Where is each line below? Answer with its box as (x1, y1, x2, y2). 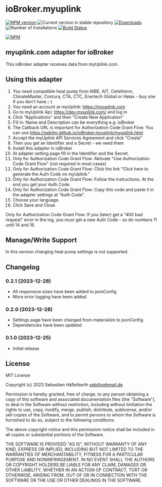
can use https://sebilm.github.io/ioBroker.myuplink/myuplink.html (12, 130, 144, 135)
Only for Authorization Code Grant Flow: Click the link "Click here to (12, 166, 149, 171)
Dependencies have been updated (12, 322, 82, 328)
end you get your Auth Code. (12, 181, 71, 187)
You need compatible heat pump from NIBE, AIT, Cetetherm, (12, 88, 134, 94)
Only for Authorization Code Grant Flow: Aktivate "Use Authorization (12, 155, 150, 161)
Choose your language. (12, 197, 60, 203)
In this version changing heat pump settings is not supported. (5, 249, 128, 255)
